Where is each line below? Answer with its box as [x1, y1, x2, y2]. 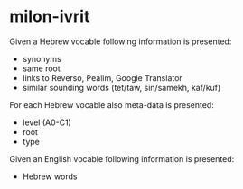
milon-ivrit [9, 6, 90, 27]
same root [22, 63, 61, 74]
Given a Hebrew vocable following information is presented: [9, 36, 232, 47]
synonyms [22, 53, 61, 64]
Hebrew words [22, 171, 78, 182]
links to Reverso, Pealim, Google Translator [22, 72, 182, 83]
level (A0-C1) [22, 117, 72, 128]
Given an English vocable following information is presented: [9, 153, 235, 164]
